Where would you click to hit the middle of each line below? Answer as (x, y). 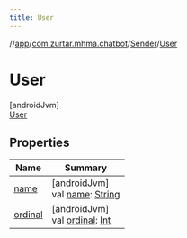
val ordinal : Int (81, 220)
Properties (40, 142)
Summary (86, 168)
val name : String (86, 195)
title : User (31, 18)
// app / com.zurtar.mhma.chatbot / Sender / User (93, 43)
